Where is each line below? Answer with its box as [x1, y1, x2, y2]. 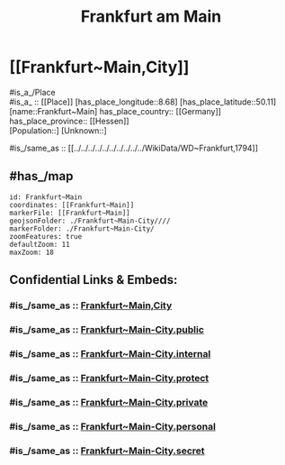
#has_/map [9, 169, 74, 184]
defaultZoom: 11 [9, 240, 70, 249]
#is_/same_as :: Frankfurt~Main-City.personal [9, 420, 216, 433]
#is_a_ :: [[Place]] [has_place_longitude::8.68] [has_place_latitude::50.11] [9, 96, 277, 107]
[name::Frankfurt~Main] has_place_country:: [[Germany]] [9, 105, 222, 116]
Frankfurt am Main [80, 6, 222, 27]
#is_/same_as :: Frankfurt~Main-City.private [9, 396, 209, 408]
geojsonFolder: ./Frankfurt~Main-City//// [9, 216, 171, 225]
